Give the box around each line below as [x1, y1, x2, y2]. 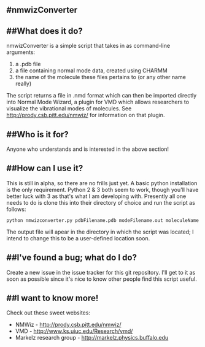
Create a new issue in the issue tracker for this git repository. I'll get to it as [6, 269, 196, 276]
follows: [6, 205, 26, 213]
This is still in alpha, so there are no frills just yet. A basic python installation [6, 179, 198, 186]
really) [15, 80, 32, 88]
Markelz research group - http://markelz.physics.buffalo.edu [15, 334, 169, 341]
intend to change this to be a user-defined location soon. [6, 234, 150, 242]
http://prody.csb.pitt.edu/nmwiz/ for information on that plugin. [6, 112, 165, 119]
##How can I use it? [6, 163, 83, 173]
